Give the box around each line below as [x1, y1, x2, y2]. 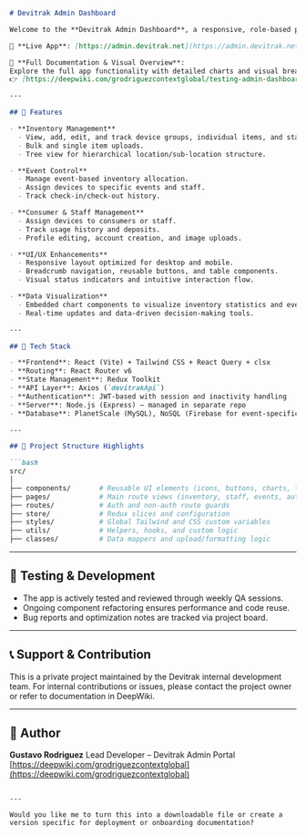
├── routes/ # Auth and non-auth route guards [9, 501, 230, 510]
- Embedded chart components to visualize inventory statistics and [17, 300, 283, 309]
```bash [9, 459, 39, 468]
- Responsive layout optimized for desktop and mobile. [17, 258, 234, 268]
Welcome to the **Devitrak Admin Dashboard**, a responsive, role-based [9, 25, 291, 34]
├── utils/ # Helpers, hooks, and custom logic [9, 526, 239, 535]
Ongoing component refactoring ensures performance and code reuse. [22, 602, 291, 613]
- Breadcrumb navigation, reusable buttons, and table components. [17, 267, 280, 276]
